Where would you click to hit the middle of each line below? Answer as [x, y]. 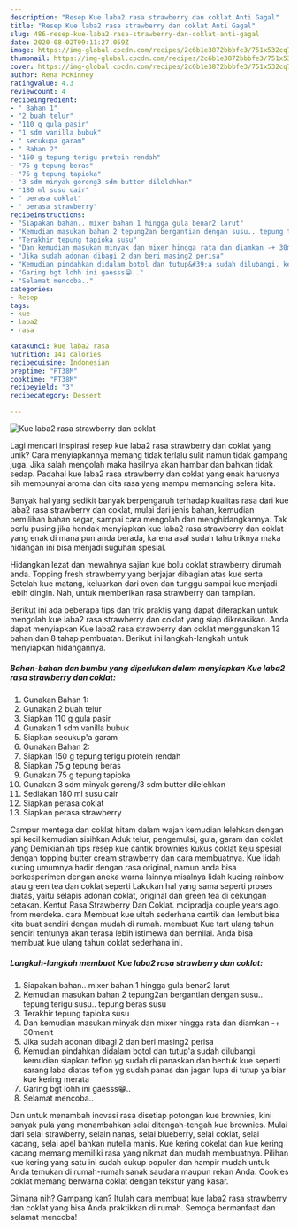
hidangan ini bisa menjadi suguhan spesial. [88, 547]
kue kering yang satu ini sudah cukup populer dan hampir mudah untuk [140, 1162]
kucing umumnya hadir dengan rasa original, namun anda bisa [123, 867]
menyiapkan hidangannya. [58, 648]
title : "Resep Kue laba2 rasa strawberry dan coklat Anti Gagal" [133, 26]
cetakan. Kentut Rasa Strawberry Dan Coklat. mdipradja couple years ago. [145, 905]
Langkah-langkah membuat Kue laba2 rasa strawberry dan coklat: [137, 962]
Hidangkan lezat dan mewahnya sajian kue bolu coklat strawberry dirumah [146, 564]
